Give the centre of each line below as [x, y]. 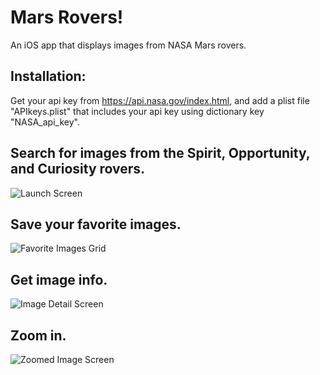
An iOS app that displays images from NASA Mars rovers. [128, 45]
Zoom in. [38, 335]
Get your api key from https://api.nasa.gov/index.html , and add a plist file [160, 100]
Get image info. [59, 279]
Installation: [48, 76]
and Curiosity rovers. [78, 169]
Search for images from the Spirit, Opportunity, [160, 153]
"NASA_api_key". [45, 122]
